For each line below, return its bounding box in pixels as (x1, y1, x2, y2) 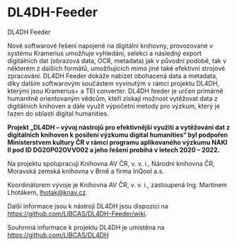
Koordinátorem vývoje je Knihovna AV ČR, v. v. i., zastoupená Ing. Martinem (7, 180, 228, 189)
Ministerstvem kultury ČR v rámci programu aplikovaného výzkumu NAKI (7, 138, 228, 146)
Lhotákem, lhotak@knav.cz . (7, 188, 88, 196)
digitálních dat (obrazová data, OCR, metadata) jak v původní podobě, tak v (7, 56, 227, 65)
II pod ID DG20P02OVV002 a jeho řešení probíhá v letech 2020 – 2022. (7, 145, 220, 154)
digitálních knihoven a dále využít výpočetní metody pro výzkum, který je (7, 101, 221, 110)
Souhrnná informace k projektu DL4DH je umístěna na (7, 223, 165, 231)
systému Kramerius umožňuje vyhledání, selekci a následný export (7, 49, 202, 57)
